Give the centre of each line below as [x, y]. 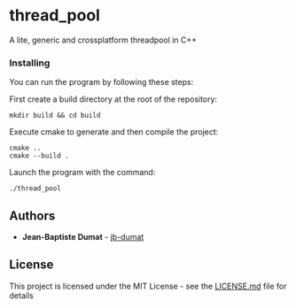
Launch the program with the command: [82, 173]
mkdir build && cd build [55, 116]
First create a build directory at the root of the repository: [113, 99]
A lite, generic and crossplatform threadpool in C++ [103, 40]
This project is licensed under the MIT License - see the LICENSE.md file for [148, 286]
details [21, 295]
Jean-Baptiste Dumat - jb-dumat [83, 237]
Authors [32, 216]
